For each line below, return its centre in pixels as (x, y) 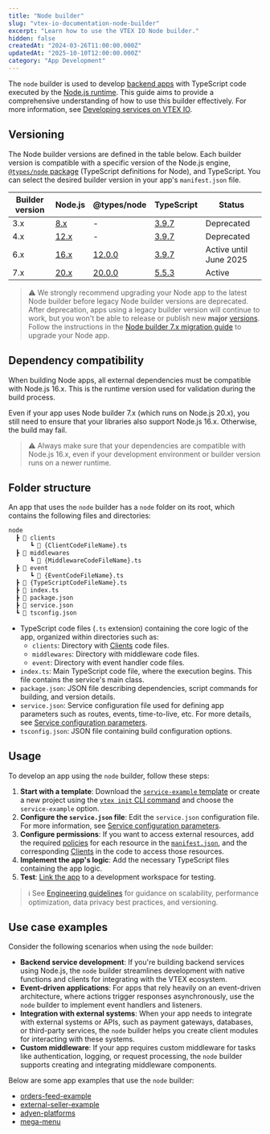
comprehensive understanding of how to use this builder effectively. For (127, 101)
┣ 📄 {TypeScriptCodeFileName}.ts (72, 583)
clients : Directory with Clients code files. (101, 645)
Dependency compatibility (76, 360)
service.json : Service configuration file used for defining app (122, 705)
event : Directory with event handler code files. (108, 662)
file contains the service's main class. (82, 679)
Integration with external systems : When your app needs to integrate (136, 1014)
